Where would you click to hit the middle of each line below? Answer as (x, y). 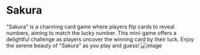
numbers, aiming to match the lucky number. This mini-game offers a (91, 33)
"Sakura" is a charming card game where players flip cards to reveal (90, 27)
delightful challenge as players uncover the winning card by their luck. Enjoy (100, 39)
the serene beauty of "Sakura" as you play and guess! (73, 46)
